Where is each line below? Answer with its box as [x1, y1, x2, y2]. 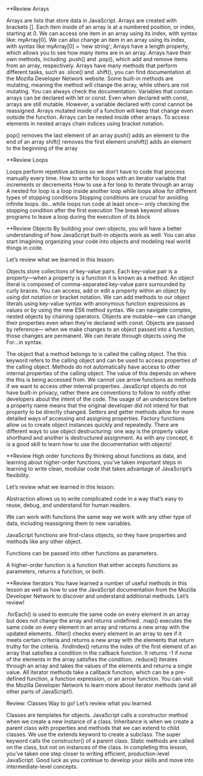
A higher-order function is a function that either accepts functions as [6, 561, 178, 569]
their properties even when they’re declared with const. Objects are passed [6, 319, 195, 326]
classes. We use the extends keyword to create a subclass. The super [6, 731, 181, 738]
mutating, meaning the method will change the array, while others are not [6, 81, 189, 89]
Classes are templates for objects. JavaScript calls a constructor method [6, 712, 188, 718]
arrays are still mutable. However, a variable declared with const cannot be [6, 101, 193, 108]
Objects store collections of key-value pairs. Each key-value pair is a [6, 268, 178, 275]
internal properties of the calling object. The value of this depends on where [6, 370, 196, 376]
